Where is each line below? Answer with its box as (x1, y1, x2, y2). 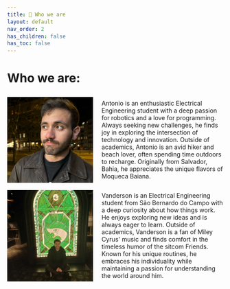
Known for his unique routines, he (102, 250, 197, 258)
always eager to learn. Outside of (102, 220, 196, 229)
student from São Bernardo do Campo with (102, 199, 223, 207)
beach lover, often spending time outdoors (102, 150, 222, 159)
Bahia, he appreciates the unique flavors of (102, 165, 223, 173)
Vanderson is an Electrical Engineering (102, 192, 211, 200)
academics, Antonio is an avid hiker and (102, 143, 214, 151)
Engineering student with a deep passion (102, 106, 218, 115)
